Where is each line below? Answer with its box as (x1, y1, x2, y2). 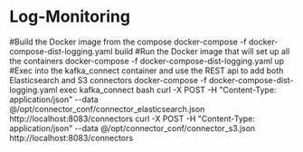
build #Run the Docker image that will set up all (114, 45, 290, 56)
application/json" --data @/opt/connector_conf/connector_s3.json (9, 122, 256, 133)
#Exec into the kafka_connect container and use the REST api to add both (9, 65, 284, 76)
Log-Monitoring (9, 6, 131, 27)
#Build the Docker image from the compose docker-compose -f (9, 36, 247, 47)
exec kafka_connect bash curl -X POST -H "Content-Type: (59, 84, 277, 95)
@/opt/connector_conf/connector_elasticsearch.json (9, 103, 205, 114)
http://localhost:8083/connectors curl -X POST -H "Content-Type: (9, 113, 256, 124)
